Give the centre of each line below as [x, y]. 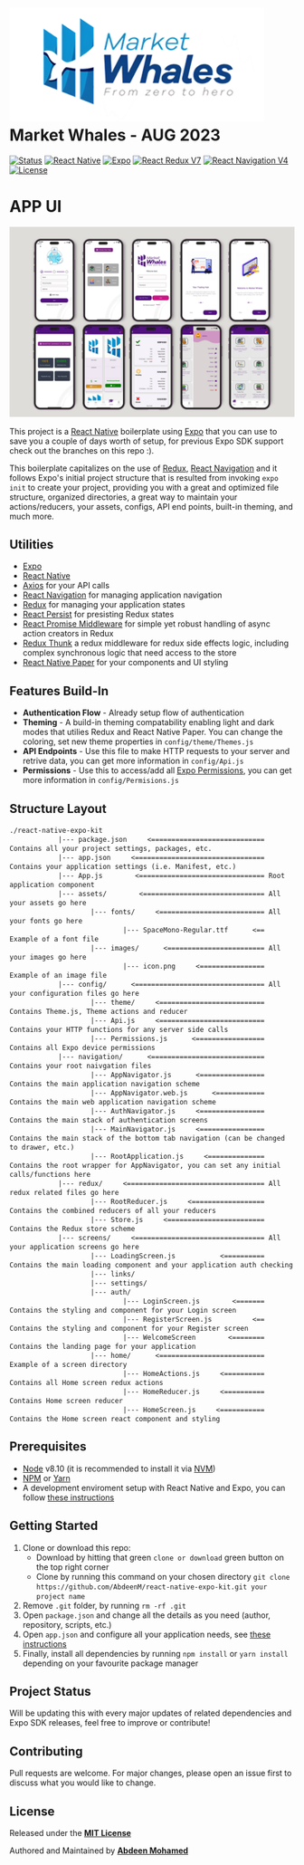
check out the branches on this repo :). [82, 450]
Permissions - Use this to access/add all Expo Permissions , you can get [157, 770]
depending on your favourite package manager [110, 1663]
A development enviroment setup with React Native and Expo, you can [154, 1487]
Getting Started [54, 1526]
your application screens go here [75, 1247]
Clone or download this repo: [76, 1547]
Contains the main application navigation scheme [105, 1084]
